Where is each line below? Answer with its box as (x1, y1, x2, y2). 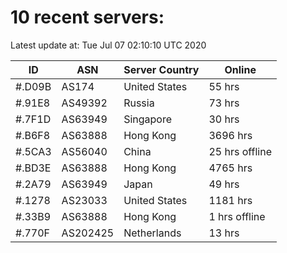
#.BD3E (15, 161, 52, 175)
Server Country (123, 62, 200, 76)
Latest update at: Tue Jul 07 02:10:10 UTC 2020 (10, 39, 207, 51)
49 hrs (208, 177, 240, 191)
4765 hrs (208, 161, 253, 175)
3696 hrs (208, 128, 253, 142)
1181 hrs (208, 193, 253, 207)
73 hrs (208, 96, 240, 110)
